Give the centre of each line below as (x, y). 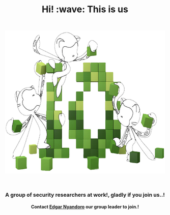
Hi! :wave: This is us (85, 9)
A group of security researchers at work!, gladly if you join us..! (85, 195)
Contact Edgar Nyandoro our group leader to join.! (85, 207)
